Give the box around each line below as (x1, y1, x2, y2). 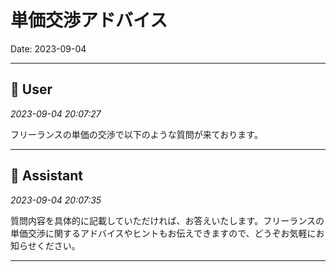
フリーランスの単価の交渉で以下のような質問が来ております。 (10, 128, 263, 140)
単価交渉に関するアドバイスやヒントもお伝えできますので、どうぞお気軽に (10, 227, 317, 239)
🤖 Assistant (10, 167, 83, 185)
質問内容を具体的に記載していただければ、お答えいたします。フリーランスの (10, 214, 325, 226)
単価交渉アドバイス (10, 9, 168, 32)
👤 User (10, 81, 53, 98)
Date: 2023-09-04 (10, 42, 87, 55)
